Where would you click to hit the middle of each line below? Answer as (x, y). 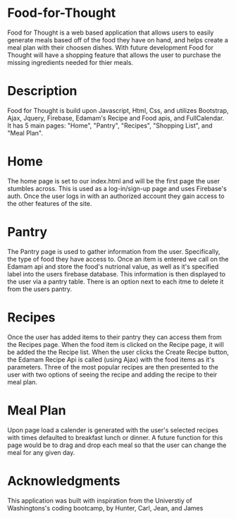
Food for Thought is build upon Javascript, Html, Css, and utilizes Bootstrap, (118, 110)
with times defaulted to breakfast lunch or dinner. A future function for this (115, 437)
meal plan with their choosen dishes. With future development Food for (110, 47)
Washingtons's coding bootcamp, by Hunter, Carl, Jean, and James (105, 508)
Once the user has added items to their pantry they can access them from (114, 337)
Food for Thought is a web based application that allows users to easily (111, 32)
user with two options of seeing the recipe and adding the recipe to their (112, 374)
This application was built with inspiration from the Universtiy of (100, 500)
